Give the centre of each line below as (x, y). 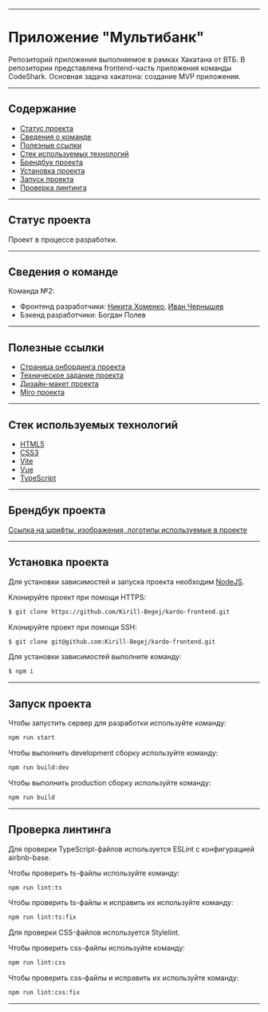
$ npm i (21, 671)
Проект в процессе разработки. (63, 239)
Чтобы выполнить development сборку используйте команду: (113, 753)
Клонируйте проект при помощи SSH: (73, 627)
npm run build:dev (39, 767)
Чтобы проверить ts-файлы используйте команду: (94, 873)
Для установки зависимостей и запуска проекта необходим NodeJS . (126, 581)
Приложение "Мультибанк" (106, 38)
